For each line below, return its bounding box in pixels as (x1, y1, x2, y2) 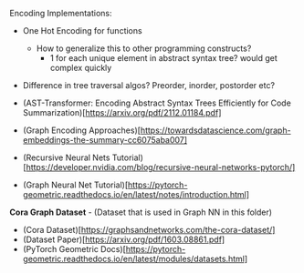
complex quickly (49, 63, 112, 73)
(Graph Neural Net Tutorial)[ (22, 179, 129, 190)
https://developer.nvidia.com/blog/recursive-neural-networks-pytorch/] (26, 162, 296, 172)
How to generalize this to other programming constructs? (36, 43, 252, 54)
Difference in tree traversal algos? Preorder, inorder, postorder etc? (22, 80, 276, 90)
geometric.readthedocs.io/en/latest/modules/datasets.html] (22, 254, 248, 264)
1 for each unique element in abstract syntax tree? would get (49, 53, 278, 63)
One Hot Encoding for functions (22, 25, 143, 35)
